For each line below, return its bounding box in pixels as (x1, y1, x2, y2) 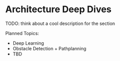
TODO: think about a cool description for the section (5, 20, 115, 26)
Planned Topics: (5, 30, 39, 36)
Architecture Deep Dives (5, 4, 112, 15)
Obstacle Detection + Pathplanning (12, 45, 87, 51)
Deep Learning (12, 40, 44, 46)
